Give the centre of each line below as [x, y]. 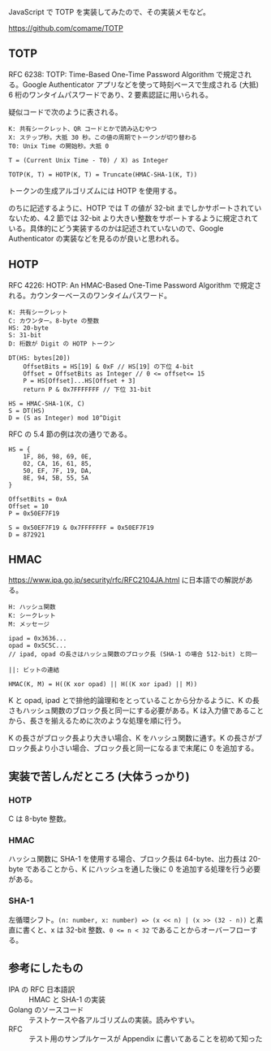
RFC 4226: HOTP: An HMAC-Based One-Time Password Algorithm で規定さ [135, 285]
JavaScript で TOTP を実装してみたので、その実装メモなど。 [110, 12]
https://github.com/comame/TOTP [66, 28]
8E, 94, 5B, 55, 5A [56, 478]
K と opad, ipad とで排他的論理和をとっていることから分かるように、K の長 [134, 701]
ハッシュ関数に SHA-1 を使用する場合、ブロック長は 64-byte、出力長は [128, 859]
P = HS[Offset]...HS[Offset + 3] [80, 380]
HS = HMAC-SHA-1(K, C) [47, 404]
